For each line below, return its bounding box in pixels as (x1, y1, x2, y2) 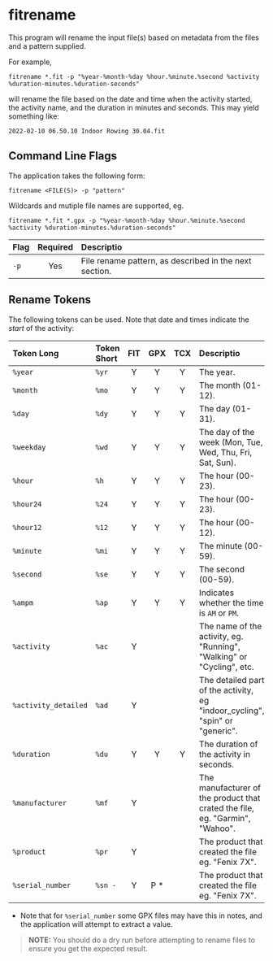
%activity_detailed (12, 701, 88, 710)
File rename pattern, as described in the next (80, 254, 252, 266)
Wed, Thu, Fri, (198, 446, 253, 458)
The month (198, 380, 241, 391)
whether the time (198, 597, 264, 608)
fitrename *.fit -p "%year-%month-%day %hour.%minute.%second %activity (8, 72, 260, 80)
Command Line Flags (8, 149, 118, 163)
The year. (198, 366, 236, 377)
